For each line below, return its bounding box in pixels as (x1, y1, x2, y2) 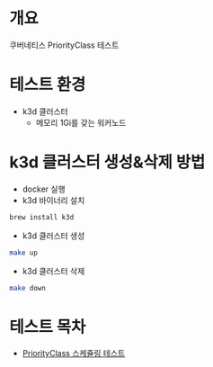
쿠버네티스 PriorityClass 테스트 (9, 40, 120, 50)
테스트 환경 (9, 75, 86, 95)
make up (9, 248, 39, 257)
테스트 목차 (9, 317, 86, 337)
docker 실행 (22, 183, 66, 194)
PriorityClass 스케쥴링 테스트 (22, 348, 126, 359)
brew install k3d (9, 212, 75, 221)
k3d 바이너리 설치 (22, 194, 85, 205)
